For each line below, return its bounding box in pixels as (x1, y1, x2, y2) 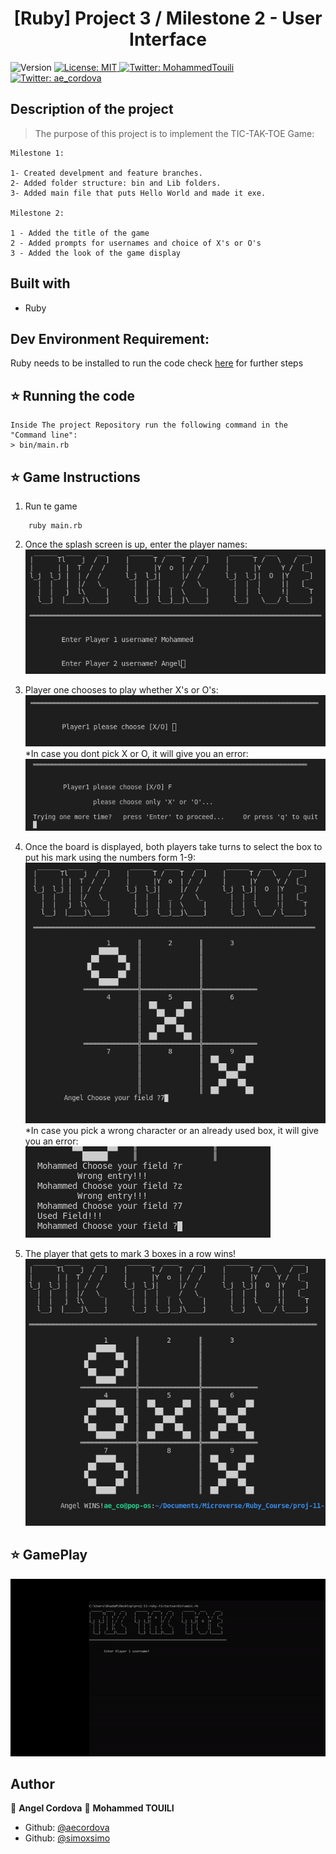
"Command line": (10, 430, 78, 441)
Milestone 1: (10, 148, 65, 158)
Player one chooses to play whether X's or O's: (24, 683, 219, 696)
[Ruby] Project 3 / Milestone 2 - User (13, 7, 323, 30)
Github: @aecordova (24, 1822, 110, 1834)
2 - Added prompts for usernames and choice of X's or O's (10, 238, 262, 248)
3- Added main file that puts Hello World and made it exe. (10, 188, 267, 198)
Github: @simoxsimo (24, 1832, 111, 1844)
